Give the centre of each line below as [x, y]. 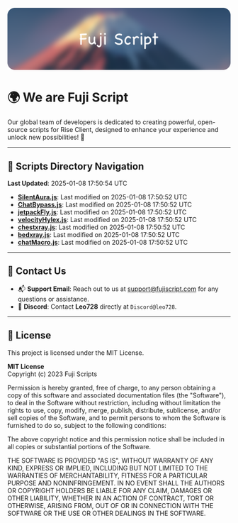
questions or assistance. [53, 299]
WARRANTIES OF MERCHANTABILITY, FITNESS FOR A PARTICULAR [107, 475]
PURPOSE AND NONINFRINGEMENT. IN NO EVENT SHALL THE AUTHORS [116, 483]
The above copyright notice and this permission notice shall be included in [116, 439]
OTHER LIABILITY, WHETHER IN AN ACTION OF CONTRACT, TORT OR [110, 498]
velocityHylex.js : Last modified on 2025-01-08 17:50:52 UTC [107, 220]
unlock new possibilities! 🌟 [46, 137]
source [18, 130]
